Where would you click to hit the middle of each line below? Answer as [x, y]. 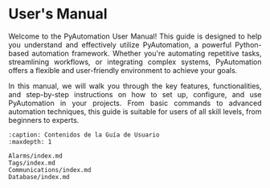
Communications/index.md [50, 170]
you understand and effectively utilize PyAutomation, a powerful [120, 44]
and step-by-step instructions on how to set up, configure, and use [135, 94]
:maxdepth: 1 [30, 141]
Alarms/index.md [35, 156]
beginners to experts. [44, 120]
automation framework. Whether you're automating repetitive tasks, [147, 53]
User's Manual [58, 14]
